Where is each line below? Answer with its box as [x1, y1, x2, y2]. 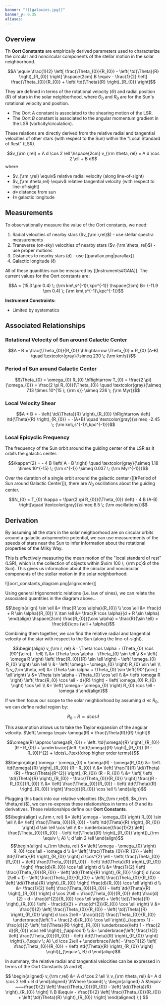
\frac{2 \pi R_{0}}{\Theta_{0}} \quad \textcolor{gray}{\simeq [38, 382, 161, 388]
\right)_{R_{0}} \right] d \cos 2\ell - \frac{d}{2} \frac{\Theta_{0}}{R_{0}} [10, 911, 156, 917]
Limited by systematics [12, 307, 59, 313]
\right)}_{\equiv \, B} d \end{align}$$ [46, 948, 120, 954]
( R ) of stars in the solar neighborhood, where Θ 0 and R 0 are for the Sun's [5, 94, 155, 101]
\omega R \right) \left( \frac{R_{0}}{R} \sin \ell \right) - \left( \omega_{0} [10, 656, 156, 662]
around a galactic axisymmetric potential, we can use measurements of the [5, 534, 159, 540]
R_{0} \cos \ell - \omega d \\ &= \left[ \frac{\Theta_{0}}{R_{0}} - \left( [13, 848, 154, 854]
